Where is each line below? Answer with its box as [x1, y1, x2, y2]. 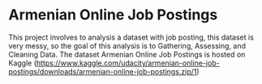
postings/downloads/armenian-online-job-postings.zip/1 [8, 66, 197, 76]
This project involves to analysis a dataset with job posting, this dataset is [8, 32, 254, 42]
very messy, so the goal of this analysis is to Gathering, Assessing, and [8, 40, 246, 50]
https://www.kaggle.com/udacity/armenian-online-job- [36, 58, 221, 68]
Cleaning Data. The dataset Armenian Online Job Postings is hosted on [8, 49, 246, 59]
